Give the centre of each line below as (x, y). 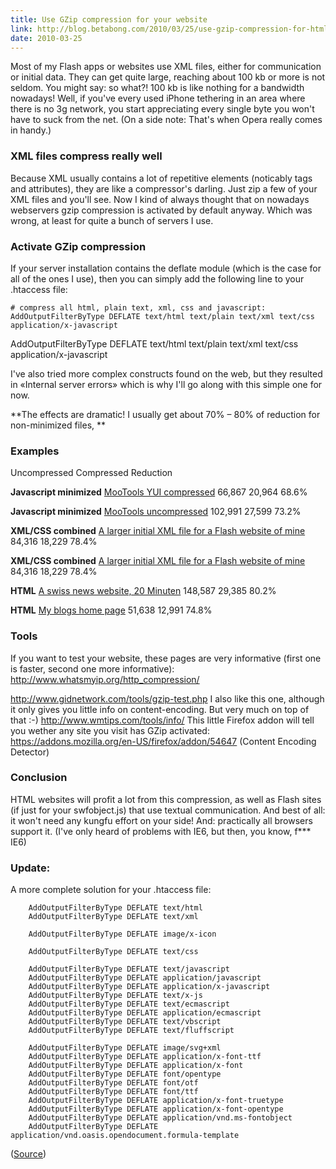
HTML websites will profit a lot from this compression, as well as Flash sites (166, 799)
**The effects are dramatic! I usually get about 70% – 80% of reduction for (165, 414)
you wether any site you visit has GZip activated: (110, 730)
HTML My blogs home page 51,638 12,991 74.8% (111, 610)
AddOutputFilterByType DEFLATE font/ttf (113, 1092)
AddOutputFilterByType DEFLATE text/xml (113, 917)
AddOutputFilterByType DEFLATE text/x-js (115, 996)
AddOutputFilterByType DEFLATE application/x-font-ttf (145, 1057)
